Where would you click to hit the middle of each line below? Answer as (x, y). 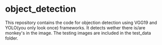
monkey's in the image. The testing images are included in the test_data (78, 33)
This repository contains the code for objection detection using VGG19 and (81, 22)
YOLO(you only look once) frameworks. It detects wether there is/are (75, 27)
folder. (12, 38)
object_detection (41, 9)
